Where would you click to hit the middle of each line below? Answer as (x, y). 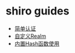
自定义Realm (30, 36)
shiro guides (37, 11)
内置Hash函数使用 (37, 43)
